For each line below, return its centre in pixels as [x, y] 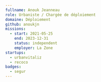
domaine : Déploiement [28, 19]
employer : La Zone [34, 48]
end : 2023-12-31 [32, 39]
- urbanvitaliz [26, 57]
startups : [16, 52]
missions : [16, 29]
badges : [13, 67]
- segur [18, 72]
